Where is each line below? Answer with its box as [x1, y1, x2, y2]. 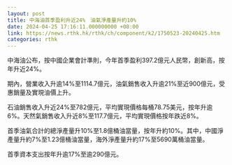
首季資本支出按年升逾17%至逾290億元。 [7, 150, 123, 159]
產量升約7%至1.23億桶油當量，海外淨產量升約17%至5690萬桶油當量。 [7, 135, 209, 143]
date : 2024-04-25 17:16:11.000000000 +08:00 [7, 23, 139, 30]
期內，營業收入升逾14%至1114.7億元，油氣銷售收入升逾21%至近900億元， [7, 79, 219, 88]
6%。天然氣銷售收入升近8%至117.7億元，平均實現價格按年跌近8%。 [7, 112, 203, 120]
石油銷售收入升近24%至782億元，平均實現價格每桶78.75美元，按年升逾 [7, 103, 213, 111]
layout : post [7, 10, 45, 17]
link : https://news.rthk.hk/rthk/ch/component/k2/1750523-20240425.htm [7, 29, 220, 37]
